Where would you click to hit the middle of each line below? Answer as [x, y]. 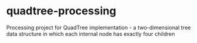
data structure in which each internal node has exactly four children [91, 33]
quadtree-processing [61, 11]
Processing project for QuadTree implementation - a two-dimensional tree [98, 27]
